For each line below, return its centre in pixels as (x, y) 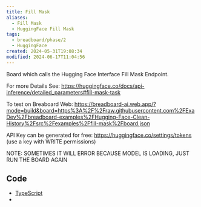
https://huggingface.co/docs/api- (103, 86)
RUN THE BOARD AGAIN (37, 159)
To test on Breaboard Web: (40, 104)
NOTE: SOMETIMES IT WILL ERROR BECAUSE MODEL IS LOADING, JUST (98, 153)
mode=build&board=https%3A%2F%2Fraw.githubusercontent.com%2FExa (100, 110)
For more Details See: (33, 86)
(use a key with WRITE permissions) (51, 141)
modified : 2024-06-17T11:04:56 (46, 57)
